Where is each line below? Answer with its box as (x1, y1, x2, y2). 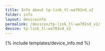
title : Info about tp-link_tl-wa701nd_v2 (5, 7, 94, 13)
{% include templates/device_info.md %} (5, 40, 91, 46)
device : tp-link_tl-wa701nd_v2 (5, 26, 71, 31)
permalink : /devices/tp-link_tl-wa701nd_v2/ (5, 21, 100, 27)
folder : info (5, 12, 33, 17)
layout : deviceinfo (5, 17, 46, 22)
